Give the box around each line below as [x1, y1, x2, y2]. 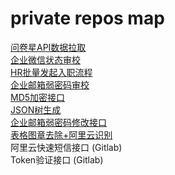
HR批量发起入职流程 [10, 66, 93, 78]
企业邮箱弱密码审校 [10, 78, 90, 91]
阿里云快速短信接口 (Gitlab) [10, 141, 123, 153]
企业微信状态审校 [10, 53, 81, 66]
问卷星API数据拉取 [10, 41, 87, 53]
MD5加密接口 [10, 91, 66, 103]
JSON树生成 [10, 103, 62, 116]
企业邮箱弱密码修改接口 [10, 116, 107, 128]
